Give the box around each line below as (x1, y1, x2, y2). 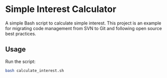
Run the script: (5, 58, 36, 64)
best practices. (5, 30, 36, 36)
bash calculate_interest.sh (5, 68, 64, 73)
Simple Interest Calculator (5, 3, 117, 15)
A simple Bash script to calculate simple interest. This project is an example (5, 20, 161, 26)
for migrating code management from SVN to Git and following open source (5, 25, 162, 31)
